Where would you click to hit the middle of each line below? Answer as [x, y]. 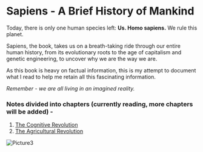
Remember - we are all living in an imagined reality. [71, 88]
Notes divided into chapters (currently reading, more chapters [100, 104]
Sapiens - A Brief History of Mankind [100, 11]
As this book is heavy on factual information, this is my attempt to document [101, 70]
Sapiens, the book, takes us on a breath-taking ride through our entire [93, 46]
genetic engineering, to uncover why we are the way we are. [82, 59]
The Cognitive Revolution [46, 125]
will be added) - [30, 112]
